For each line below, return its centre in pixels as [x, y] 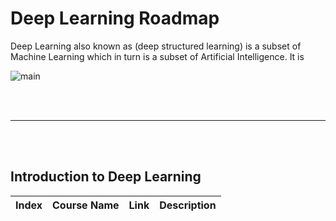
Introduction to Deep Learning [106, 177]
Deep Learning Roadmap [115, 18]
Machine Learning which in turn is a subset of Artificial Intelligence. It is [157, 56]
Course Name [86, 205]
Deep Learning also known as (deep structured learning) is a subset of [156, 46]
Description [188, 205]
